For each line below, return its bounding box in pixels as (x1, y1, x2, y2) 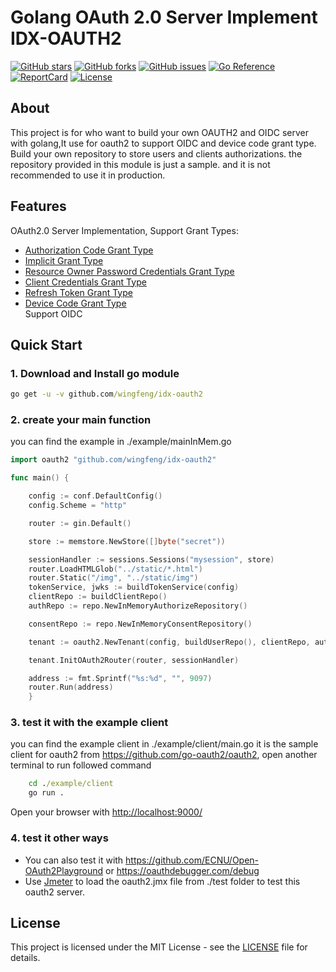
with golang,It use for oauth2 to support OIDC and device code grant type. (10, 137, 317, 149)
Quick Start (10, 336, 83, 353)
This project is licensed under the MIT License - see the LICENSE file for (10, 941, 308, 953)
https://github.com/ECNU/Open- (125, 854, 260, 866)
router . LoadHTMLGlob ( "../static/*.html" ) (28, 564, 203, 574)
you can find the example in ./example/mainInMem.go (10, 436, 232, 448)
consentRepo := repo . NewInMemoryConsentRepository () (28, 619, 253, 629)
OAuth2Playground (24, 864, 104, 876)
